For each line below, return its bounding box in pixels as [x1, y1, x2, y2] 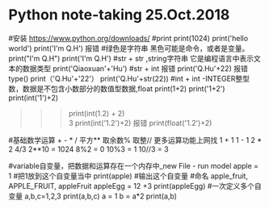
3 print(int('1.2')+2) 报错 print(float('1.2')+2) [68, 118, 212, 127]
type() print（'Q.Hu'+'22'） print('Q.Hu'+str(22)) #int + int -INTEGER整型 [8, 73, 250, 83]
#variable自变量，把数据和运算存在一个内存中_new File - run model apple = [8, 161, 259, 170]
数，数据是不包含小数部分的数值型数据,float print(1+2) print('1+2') [8, 83, 225, 94]
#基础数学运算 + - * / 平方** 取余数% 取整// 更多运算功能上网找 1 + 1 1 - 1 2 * [8, 135, 263, 144]
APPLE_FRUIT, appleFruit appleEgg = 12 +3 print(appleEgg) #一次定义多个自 [8, 181, 263, 190]
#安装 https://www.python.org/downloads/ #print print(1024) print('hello [8, 33, 249, 43]
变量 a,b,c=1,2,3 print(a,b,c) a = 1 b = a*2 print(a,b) [8, 191, 178, 201]
